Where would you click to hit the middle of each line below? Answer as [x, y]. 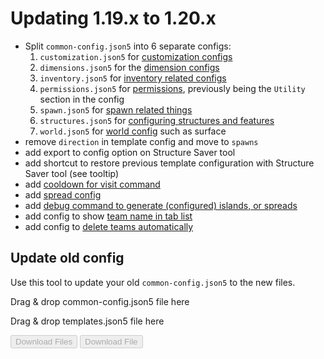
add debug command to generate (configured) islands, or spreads [161, 205]
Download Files [44, 341]
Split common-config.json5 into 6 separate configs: [128, 46]
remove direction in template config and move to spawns [141, 141]
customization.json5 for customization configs [136, 56]
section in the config [82, 99]
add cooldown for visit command [92, 184]
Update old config [67, 258]
